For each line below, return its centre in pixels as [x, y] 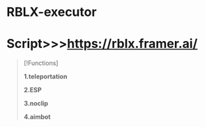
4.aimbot [37, 117]
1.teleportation [45, 76]
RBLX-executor [52, 12]
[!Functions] [41, 63]
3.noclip [36, 103]
